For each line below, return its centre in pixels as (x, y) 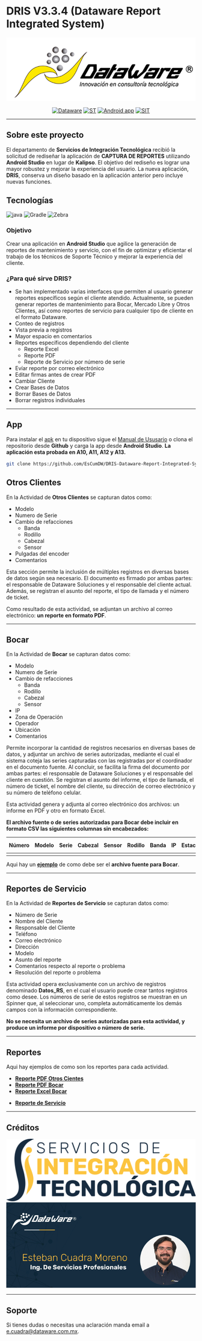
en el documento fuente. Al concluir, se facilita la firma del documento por (98, 767)
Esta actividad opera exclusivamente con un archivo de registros (86, 984)
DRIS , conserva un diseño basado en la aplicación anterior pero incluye (95, 175)
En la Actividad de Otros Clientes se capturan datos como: (79, 497)
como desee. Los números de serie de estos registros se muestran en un (97, 997)
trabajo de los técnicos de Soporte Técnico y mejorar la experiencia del (95, 256)
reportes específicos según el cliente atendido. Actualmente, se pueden (104, 298)
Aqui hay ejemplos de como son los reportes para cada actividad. (87, 1067)
